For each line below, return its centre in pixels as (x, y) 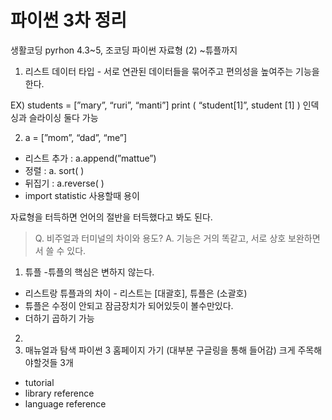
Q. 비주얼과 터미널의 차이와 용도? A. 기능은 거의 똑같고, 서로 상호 (160, 238)
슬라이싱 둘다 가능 (63, 117)
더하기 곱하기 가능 (59, 318)
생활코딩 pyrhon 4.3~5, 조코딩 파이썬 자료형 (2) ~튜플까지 (124, 50)
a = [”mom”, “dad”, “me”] (76, 137)
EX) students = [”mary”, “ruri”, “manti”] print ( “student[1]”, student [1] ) (155, 105)
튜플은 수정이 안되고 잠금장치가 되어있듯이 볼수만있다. (129, 305)
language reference (65, 403)
